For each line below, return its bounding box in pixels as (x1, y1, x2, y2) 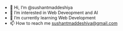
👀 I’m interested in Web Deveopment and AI (9, 10, 98, 15)
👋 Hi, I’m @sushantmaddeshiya (9, 5, 73, 10)
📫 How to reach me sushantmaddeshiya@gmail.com (9, 20, 118, 26)
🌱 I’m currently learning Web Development (9, 15, 96, 20)
